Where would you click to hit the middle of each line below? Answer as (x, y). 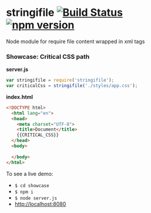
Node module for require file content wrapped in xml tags (75, 41)
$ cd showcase (32, 185)
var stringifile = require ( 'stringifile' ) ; (60, 80)
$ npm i (24, 192)
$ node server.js (36, 198)
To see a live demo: (30, 174)
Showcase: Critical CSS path (48, 56)
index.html (20, 96)
